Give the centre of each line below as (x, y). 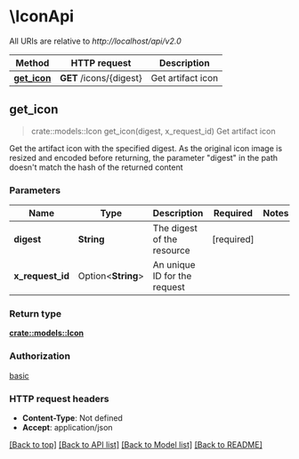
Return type (36, 313)
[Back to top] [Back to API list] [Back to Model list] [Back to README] (136, 444)
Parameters (35, 190)
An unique (174, 265)
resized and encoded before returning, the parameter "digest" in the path (144, 157)
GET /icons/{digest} (101, 77)
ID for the (172, 276)
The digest (175, 229)
